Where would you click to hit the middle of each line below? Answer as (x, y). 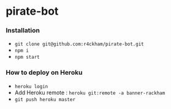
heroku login (31, 86)
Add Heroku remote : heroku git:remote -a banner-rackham (90, 92)
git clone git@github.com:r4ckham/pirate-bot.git (79, 44)
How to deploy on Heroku (44, 73)
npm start (27, 57)
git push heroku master (45, 99)
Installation (23, 31)
